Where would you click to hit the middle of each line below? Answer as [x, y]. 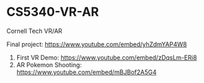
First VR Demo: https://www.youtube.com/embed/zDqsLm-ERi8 [106, 57]
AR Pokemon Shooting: [49, 64]
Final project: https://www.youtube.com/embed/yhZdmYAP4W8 [97, 44]
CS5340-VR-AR [53, 12]
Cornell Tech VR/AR [34, 31]
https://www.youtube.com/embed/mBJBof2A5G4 [87, 72]
